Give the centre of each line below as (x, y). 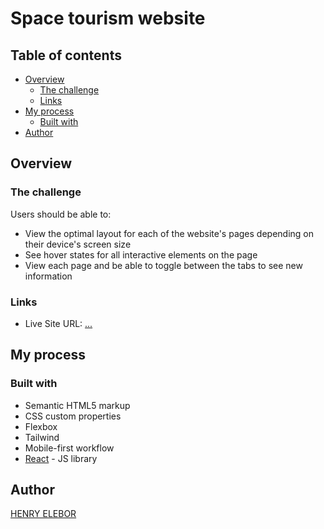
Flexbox (41, 426)
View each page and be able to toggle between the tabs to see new (163, 265)
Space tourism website (108, 18)
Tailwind (42, 437)
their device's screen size (78, 244)
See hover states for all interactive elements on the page (141, 254)
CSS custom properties (73, 416)
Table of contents (66, 55)
